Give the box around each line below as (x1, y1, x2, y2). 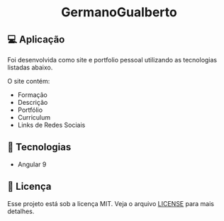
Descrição (17, 98, 48, 106)
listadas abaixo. (7, 63, 53, 72)
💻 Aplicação (7, 33, 65, 45)
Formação (17, 91, 47, 99)
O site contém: (7, 77, 50, 85)
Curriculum (17, 113, 51, 121)
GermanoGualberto (61, 4, 177, 21)
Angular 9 (17, 160, 47, 169)
